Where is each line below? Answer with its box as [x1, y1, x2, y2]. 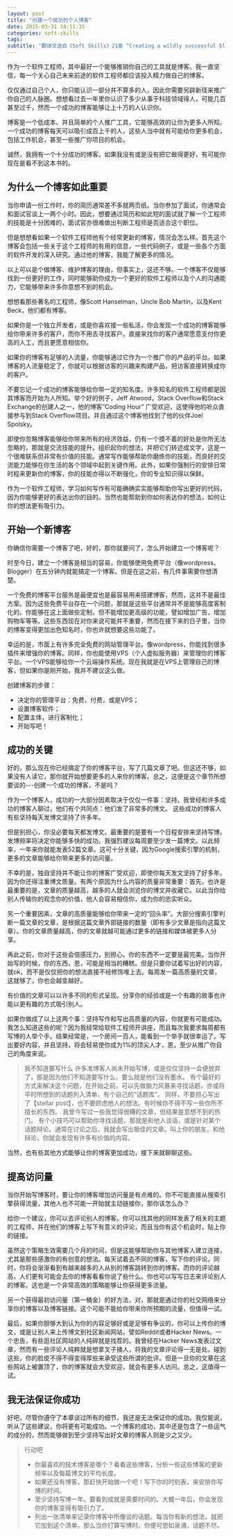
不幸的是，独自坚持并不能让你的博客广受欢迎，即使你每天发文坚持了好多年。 [7, 869, 226, 877]
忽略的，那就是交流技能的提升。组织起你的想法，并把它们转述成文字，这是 [7, 443, 220, 452]
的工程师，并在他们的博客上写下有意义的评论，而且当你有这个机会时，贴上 [7, 1223, 220, 1231]
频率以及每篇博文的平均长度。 [34, 1469, 120, 1478]
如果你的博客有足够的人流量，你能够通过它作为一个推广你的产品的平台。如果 [7, 352, 226, 361]
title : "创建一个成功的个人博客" [7, 17, 92, 24]
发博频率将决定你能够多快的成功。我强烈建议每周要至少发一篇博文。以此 [7, 837, 214, 845]
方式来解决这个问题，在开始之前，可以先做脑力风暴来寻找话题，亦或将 [24, 1081, 225, 1090]
